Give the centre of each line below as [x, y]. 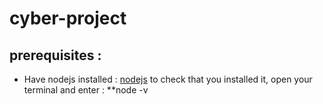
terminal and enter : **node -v [86, 90]
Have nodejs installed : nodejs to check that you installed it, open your [168, 79]
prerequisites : [55, 55]
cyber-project [68, 18]
